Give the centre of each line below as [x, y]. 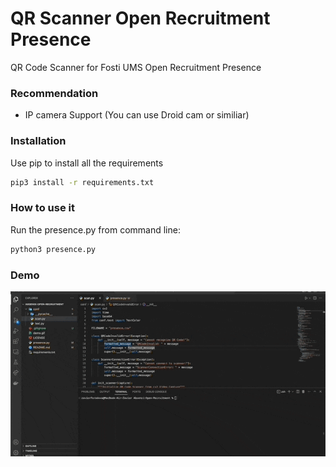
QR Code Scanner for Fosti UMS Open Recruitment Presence [136, 67]
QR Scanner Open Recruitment [140, 18]
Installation [38, 141]
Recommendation [54, 93]
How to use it [42, 208]
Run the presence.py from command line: [95, 229]
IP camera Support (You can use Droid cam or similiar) [137, 115]
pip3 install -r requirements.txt [82, 182]
